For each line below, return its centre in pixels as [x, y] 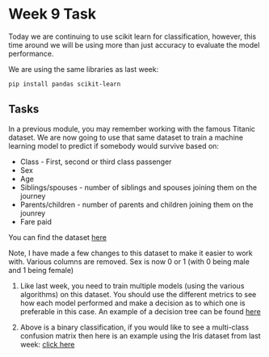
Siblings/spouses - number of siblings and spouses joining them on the [138, 187]
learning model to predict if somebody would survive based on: [114, 145]
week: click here [47, 344]
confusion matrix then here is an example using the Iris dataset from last [140, 335]
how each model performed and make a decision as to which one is [132, 303]
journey [33, 195]
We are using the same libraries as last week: [84, 69]
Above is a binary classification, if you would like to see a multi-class [134, 327]
